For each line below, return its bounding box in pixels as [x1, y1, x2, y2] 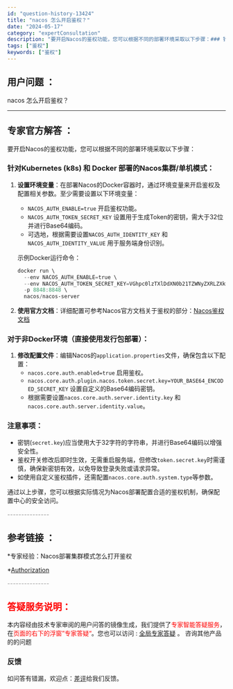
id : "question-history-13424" [7, 10, 95, 17]
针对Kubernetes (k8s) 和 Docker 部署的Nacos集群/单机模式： [7, 164, 215, 173]
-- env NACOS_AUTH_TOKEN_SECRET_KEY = [24, 280, 130, 287]
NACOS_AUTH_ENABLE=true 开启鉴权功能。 [27, 204, 141, 212]
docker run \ [17, 267, 55, 274]
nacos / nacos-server [24, 293, 80, 300]
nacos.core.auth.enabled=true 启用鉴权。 [27, 368, 147, 377]
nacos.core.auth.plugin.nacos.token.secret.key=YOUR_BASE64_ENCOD [27, 377, 224, 385]
